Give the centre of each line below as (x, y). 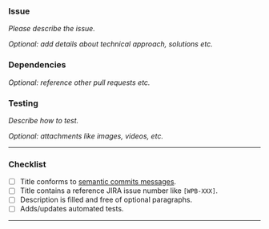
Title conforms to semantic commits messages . (98, 182)
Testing (23, 103)
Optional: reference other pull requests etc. (79, 82)
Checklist (27, 164)
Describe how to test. (44, 120)
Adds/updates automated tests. (72, 209)
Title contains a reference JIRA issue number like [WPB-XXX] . (119, 191)
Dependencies (37, 65)
